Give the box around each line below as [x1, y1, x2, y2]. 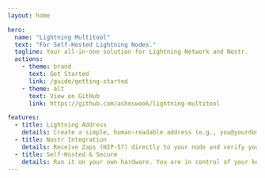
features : [7, 114, 40, 122]
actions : [14, 55, 44, 63]
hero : [7, 25, 25, 34]
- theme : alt [21, 85, 65, 93]
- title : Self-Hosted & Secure [14, 150, 118, 158]
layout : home [7, 11, 51, 20]
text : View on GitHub [28, 92, 100, 100]
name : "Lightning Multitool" [14, 33, 111, 41]
